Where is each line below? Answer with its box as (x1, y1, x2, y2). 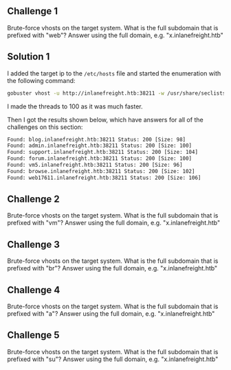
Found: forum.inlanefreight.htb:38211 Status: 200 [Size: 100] (7, 155, 192, 162)
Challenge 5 (7, 329, 60, 341)
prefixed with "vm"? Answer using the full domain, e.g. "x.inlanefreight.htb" (7, 219, 221, 227)
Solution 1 (7, 51, 50, 62)
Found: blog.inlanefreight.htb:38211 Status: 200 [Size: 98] (7, 136, 186, 143)
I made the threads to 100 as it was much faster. (7, 102, 143, 111)
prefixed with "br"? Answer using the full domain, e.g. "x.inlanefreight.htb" (7, 264, 218, 273)
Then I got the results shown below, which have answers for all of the (7, 115, 204, 124)
